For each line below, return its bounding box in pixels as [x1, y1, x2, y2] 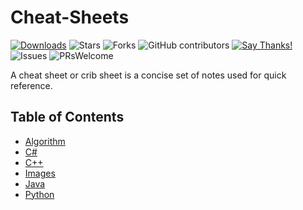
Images [24, 167, 56, 179]
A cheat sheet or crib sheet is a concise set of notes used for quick [10, 69, 287, 81]
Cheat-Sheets [10, 6, 130, 29]
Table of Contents [10, 109, 125, 126]
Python [24, 188, 55, 200]
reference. [10, 79, 53, 91]
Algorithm [24, 135, 66, 147]
